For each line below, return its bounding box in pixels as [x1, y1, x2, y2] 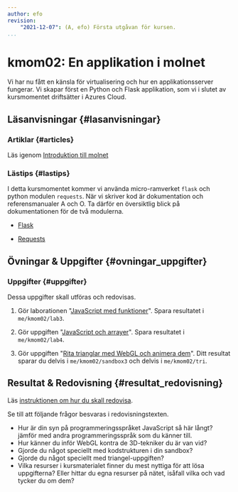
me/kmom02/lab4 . [17, 335, 65, 344]
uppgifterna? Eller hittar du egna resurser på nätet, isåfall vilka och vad [17, 469, 225, 477]
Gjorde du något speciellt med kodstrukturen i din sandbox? [17, 446, 193, 454]
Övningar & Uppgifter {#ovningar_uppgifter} [7, 255, 207, 267]
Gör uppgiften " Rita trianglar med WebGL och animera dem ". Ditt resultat [17, 349, 231, 357]
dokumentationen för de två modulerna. [7, 207, 124, 216]
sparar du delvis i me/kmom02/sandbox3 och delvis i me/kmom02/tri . [17, 356, 207, 365]
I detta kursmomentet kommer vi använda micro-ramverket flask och [7, 185, 211, 193]
